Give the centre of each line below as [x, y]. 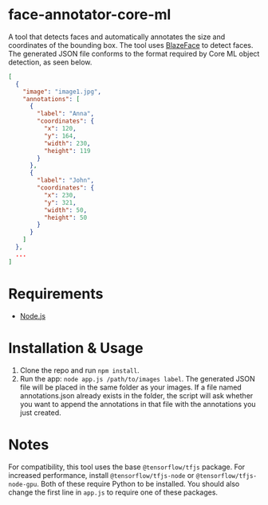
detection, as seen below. [50, 62]
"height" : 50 [65, 217]
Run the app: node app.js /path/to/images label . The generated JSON [137, 378]
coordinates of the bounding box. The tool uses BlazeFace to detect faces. [131, 45]
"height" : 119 [67, 151]
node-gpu [23, 484]
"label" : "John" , [65, 181]
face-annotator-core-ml [90, 15]
